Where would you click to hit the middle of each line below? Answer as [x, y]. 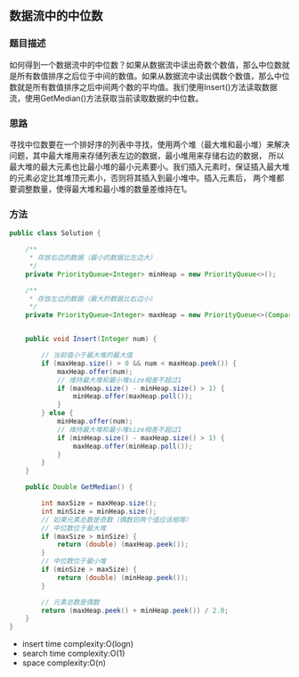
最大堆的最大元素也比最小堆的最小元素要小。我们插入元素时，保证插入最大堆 [149, 167]
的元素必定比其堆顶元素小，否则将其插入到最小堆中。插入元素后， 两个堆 [143, 177]
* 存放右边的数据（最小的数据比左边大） [93, 258]
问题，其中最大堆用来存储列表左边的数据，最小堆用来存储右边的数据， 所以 [147, 155]
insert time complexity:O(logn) [78, 644]
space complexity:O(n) [64, 663]
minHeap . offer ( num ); [95, 421]
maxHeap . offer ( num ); [95, 371]
